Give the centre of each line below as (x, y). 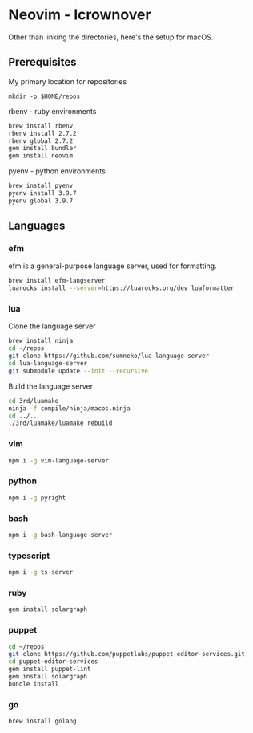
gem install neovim (41, 156)
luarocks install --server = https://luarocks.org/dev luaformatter (121, 288)
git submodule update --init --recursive (78, 371)
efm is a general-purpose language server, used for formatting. (113, 266)
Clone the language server (52, 326)
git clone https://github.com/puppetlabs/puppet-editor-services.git (127, 654)
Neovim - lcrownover (80, 15)
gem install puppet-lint (50, 669)
